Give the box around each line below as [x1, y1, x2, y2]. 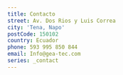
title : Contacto [7, 10, 55, 18]
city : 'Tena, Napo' [7, 24, 65, 31]
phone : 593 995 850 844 [7, 44, 78, 51]
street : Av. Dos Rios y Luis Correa [7, 17, 116, 24]
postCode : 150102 [7, 30, 59, 38]
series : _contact [7, 57, 59, 64]
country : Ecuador [7, 37, 59, 44]
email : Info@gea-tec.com [7, 51, 81, 58]
